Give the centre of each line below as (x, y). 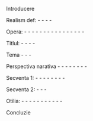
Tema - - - (19, 55)
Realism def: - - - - (29, 20)
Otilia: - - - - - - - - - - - (34, 101)
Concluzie (18, 112)
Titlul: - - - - (21, 43)
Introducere (20, 9)
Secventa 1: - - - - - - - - (36, 78)
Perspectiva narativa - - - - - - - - (46, 66)
